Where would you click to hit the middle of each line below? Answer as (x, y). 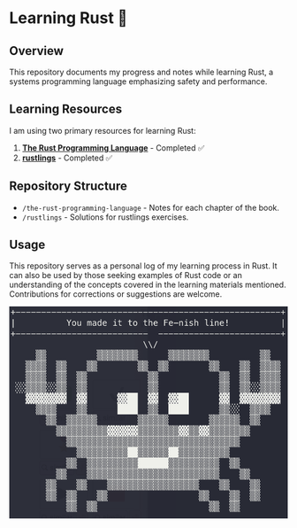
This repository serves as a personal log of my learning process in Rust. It (143, 266)
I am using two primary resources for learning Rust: (103, 130)
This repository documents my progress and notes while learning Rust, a (141, 72)
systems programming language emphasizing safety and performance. (138, 82)
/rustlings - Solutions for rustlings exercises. (105, 217)
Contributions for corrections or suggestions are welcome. (116, 294)
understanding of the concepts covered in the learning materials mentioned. (148, 285)
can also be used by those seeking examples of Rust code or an (126, 276)
